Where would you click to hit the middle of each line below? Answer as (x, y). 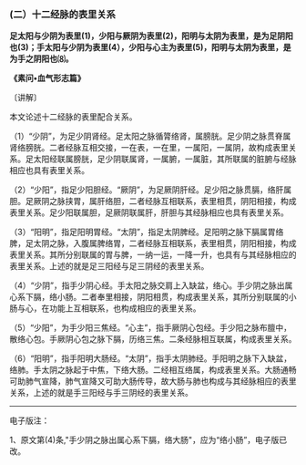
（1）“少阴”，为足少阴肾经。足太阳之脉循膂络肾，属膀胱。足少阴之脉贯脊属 (150, 136)
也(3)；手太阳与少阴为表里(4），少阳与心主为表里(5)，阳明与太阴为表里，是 (150, 47)
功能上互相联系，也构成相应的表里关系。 (125, 308)
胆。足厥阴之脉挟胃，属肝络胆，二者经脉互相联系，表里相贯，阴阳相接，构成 (153, 201)
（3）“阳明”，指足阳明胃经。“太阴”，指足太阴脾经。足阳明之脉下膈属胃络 (147, 232)
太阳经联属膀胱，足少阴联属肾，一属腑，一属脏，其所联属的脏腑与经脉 (165, 159)
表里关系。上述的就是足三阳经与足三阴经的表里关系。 (109, 266)
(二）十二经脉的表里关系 (63, 14)
